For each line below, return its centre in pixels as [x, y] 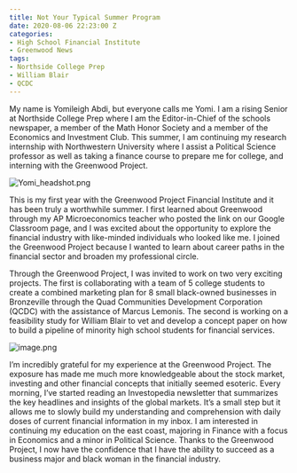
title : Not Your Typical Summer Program [85, 17]
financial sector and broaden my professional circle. [104, 256]
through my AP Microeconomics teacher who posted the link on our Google [147, 218]
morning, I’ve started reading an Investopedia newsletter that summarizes [144, 392]
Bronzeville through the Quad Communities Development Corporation [136, 302]
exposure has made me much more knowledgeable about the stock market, [147, 374]
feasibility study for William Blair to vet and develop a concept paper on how [148, 320]
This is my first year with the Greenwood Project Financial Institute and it [141, 200]
